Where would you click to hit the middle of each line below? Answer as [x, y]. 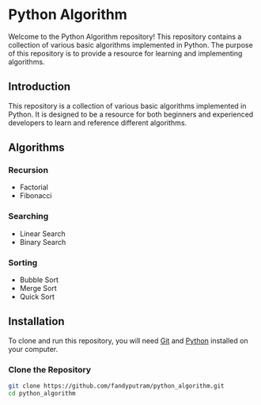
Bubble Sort [39, 280]
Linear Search [42, 233]
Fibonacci [36, 196]
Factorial [34, 187]
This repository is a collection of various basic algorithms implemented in [127, 105]
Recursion [28, 170]
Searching [28, 216]
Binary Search [43, 242]
